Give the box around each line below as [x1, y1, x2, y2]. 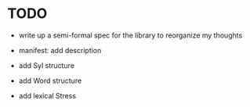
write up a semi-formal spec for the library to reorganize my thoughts [18, 30, 243, 40]
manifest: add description [18, 45, 102, 55]
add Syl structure [18, 60, 75, 70]
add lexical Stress [18, 91, 76, 100]
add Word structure [18, 76, 82, 85]
